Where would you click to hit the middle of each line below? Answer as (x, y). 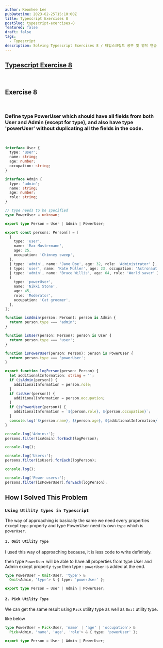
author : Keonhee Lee (26, 9)
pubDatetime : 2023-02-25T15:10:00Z (41, 14)
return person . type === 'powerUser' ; (48, 358)
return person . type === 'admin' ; (43, 322)
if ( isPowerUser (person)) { (38, 407)
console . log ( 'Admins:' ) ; (30, 434)
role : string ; (24, 197)
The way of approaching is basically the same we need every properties (77, 521)
